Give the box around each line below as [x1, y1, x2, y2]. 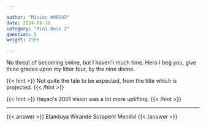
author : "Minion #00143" [6, 14, 70, 20]
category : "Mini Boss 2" [6, 26, 70, 32]
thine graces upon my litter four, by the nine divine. [6, 65, 135, 73]
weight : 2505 [6, 37, 40, 43]
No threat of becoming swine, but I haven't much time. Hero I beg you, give [6, 59, 196, 66]
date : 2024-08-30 [6, 19, 51, 26]
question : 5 [6, 31, 37, 37]
